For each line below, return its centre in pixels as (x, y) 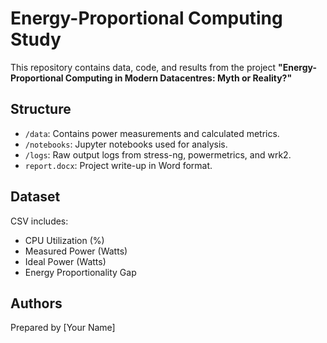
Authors (36, 303)
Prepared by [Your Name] (63, 328)
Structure (41, 109)
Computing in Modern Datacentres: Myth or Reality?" (178, 78)
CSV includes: (39, 221)
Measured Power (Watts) (76, 251)
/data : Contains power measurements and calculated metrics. (152, 133)
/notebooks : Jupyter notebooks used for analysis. (126, 144)
